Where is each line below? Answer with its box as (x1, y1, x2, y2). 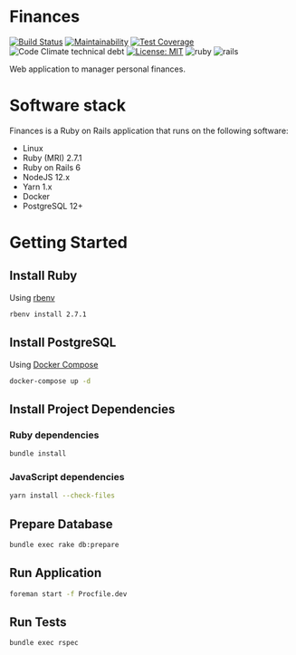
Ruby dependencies (9, 429, 100, 441)
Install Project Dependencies (9, 401, 176, 417)
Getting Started (9, 233, 129, 253)
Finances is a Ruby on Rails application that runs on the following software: (9, 125, 289, 136)
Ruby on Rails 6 (22, 161, 81, 173)
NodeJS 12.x (22, 171, 71, 182)
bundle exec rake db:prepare (9, 540, 119, 549)
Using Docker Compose (9, 359, 99, 370)
